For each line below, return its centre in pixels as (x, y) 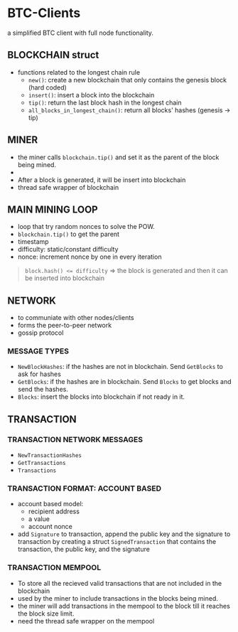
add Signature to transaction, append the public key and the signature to (124, 534)
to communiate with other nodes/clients (76, 318)
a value (39, 519)
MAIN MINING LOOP (53, 209)
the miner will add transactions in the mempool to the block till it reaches (124, 606)
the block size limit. (46, 614)
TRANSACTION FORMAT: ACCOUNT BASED (85, 488)
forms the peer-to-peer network (65, 326)
